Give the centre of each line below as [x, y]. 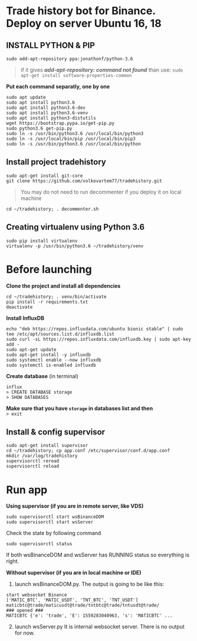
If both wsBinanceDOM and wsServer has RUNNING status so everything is [98, 555]
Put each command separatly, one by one [58, 86]
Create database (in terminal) [42, 376]
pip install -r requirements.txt [47, 302]
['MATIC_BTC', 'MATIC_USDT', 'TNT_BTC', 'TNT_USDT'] [72, 600]
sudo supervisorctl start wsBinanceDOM [55, 517]
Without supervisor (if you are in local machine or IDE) [74, 573]
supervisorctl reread [33, 461]
